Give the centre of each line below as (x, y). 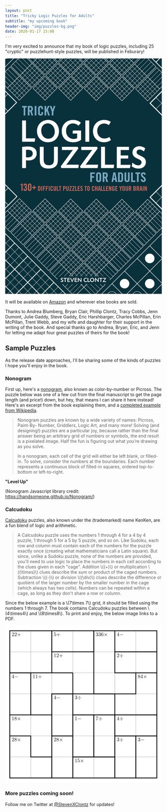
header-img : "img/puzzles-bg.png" (41, 26)
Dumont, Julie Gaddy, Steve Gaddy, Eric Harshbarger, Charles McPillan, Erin (83, 316)
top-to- (146, 466)
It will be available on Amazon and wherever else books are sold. (71, 302)
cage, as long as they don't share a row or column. (69, 593)
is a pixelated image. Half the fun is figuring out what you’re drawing (87, 441)
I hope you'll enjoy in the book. (37, 365)
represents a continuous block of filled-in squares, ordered (78, 466)
